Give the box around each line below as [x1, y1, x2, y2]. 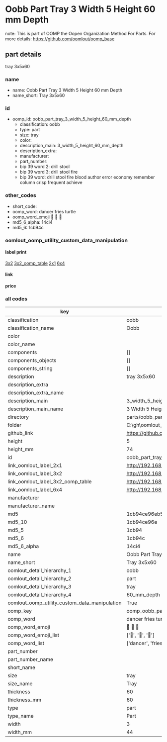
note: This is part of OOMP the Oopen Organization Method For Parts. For [5, 30, 156, 36]
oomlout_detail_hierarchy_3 [7, 583, 72, 590]
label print [5, 249, 27, 255]
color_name [7, 341, 35, 348]
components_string [7, 365, 53, 372]
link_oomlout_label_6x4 [7, 486, 63, 493]
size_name [7, 680, 33, 687]
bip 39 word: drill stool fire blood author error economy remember [19, 174, 155, 180]
